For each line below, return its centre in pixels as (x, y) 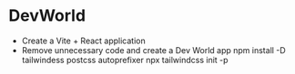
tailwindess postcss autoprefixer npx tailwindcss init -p (125, 60)
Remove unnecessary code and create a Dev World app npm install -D (153, 50)
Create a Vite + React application (84, 41)
